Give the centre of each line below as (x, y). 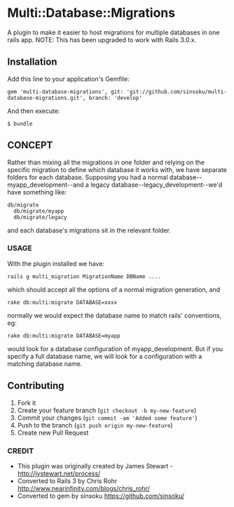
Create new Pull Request (53, 433)
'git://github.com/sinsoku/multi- (177, 92)
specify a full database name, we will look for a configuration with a (105, 356)
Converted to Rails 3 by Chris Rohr (67, 481)
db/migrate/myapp (39, 211)
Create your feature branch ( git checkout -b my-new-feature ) (107, 410)
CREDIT (21, 451)
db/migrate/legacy (41, 217)
